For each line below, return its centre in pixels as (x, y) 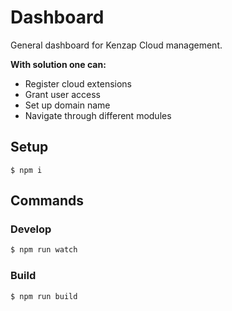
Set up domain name (67, 105)
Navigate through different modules (98, 115)
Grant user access (62, 94)
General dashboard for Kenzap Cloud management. (116, 45)
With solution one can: (58, 64)
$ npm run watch (44, 250)
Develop (31, 229)
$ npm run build (44, 296)
